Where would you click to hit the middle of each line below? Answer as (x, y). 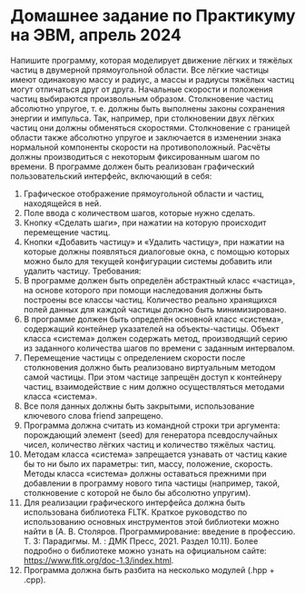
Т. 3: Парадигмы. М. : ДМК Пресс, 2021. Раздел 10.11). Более (141, 540)
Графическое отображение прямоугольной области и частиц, (144, 193)
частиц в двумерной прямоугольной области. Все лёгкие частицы (140, 70)
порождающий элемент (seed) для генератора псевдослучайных (150, 435)
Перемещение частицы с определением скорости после (134, 357)
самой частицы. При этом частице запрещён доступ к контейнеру (152, 377)
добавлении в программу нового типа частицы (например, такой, (152, 483)
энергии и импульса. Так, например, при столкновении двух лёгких (143, 118)
